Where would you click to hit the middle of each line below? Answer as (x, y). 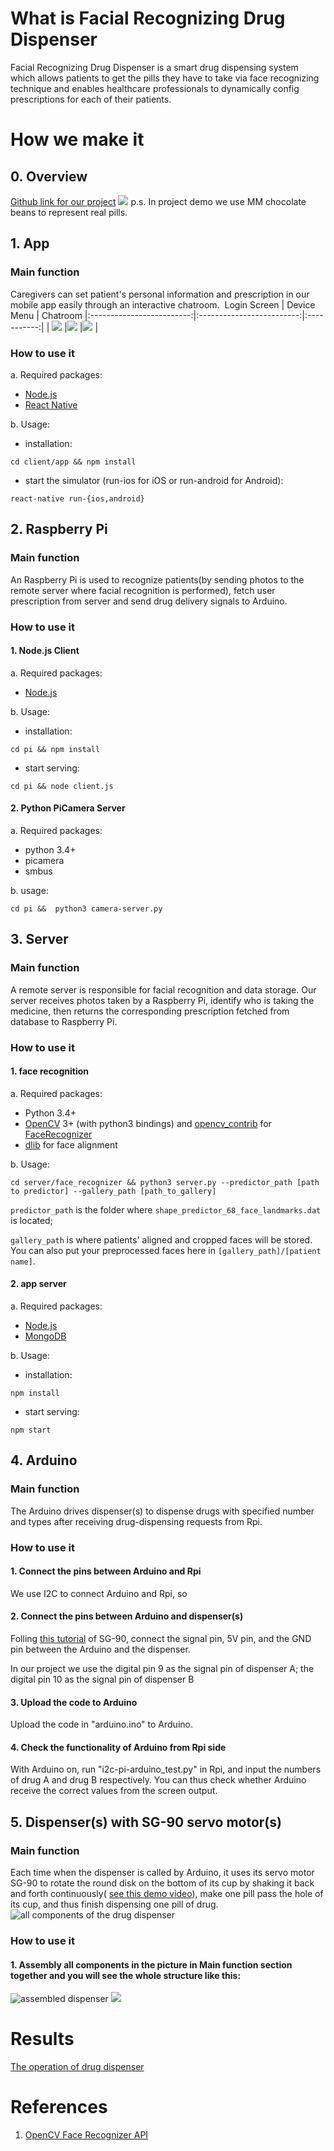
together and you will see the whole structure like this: (126, 1975)
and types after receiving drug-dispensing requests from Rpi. (136, 1521)
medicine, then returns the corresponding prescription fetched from (150, 1011)
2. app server (38, 1284)
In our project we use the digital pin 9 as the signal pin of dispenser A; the (162, 1668)
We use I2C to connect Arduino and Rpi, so (99, 1593)
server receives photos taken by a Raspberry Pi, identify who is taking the (162, 1000)
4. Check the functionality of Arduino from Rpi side (118, 1747)
